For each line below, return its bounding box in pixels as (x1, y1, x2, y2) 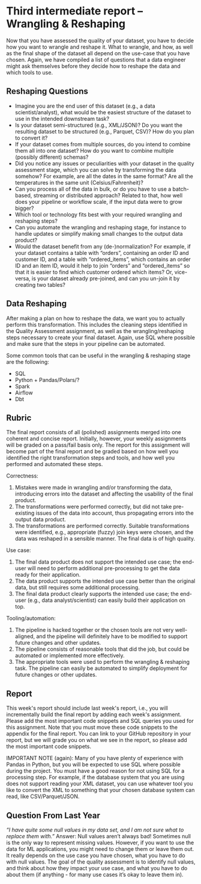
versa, (14, 275, 31, 282)
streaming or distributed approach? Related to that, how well (33, 191, 183, 199)
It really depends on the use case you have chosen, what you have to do (6, 852, 185, 859)
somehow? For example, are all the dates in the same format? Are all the (14, 173, 193, 180)
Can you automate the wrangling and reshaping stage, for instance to (14, 224, 187, 231)
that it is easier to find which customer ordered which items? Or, (14, 268, 173, 275)
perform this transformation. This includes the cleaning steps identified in (6, 321, 188, 328)
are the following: (6, 358, 49, 365)
